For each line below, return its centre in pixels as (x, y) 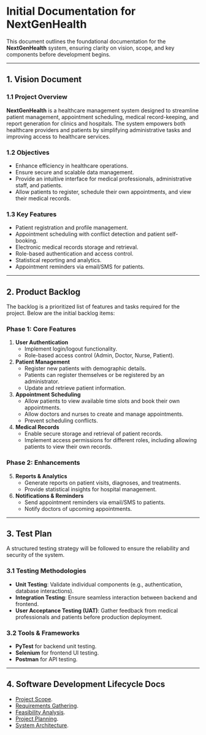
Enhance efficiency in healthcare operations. (72, 165)
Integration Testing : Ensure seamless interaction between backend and (106, 597)
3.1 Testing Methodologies (47, 571)
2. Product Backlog (44, 292)
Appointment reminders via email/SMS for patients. (80, 267)
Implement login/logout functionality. (71, 349)
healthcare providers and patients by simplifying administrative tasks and (99, 130)
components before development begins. (59, 54)
